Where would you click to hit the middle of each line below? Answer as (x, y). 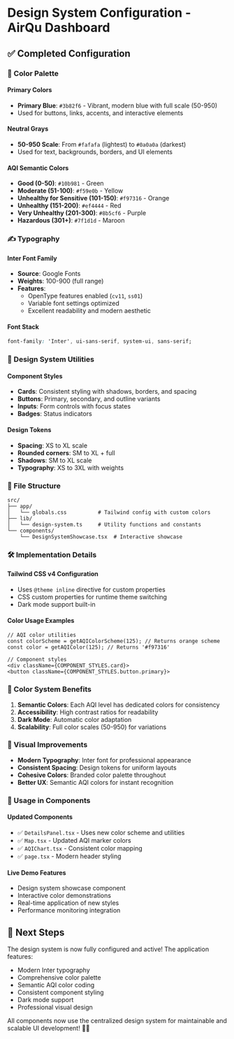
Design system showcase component (71, 888)
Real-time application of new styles (68, 903)
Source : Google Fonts (49, 274)
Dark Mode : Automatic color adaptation (74, 719)
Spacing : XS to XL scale (52, 445)
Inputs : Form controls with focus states (74, 406)
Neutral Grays (28, 129)
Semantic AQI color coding (56, 985)
